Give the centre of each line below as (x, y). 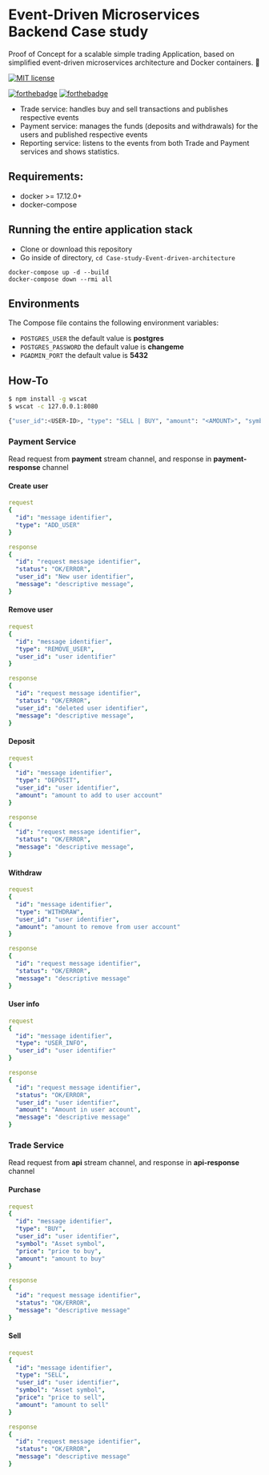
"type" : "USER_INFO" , (52, 1043)
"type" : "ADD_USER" (48, 525)
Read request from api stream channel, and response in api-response (124, 1163)
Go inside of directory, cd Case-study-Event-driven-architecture (128, 257)
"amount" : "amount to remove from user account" (98, 926)
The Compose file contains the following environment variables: (113, 323)
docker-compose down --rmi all (60, 279)
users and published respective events (84, 135)
